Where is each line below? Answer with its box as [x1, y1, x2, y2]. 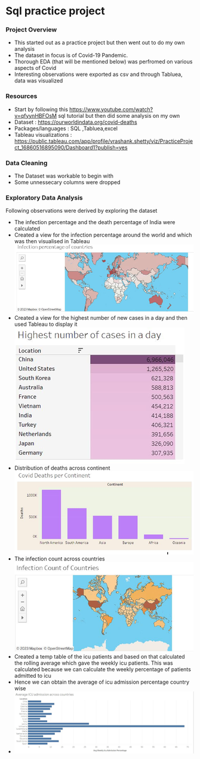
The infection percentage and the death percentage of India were [14, 219, 176, 226]
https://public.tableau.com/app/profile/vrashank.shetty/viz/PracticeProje [14, 137, 193, 145]
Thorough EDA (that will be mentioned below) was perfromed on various [14, 58, 193, 65]
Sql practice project [5, 4, 105, 18]
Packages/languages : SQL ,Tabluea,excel [14, 124, 118, 132]
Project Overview [5, 26, 57, 34]
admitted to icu [14, 672, 52, 679]
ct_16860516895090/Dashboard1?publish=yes [14, 143, 128, 151]
